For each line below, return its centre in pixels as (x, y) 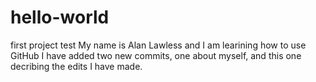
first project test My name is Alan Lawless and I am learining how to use (158, 45)
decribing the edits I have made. (76, 66)
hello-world (60, 17)
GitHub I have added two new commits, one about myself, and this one (156, 55)
